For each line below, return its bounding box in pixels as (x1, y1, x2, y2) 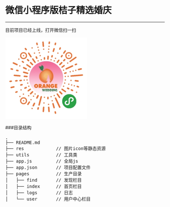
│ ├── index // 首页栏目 (5, 183, 82, 189)
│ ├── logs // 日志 (5, 190, 73, 195)
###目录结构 (5, 124, 32, 130)
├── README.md (5, 139, 40, 145)
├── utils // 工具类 (5, 152, 77, 158)
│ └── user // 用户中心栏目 (5, 196, 91, 202)
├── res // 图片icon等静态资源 (5, 145, 106, 151)
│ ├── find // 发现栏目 (5, 177, 82, 183)
